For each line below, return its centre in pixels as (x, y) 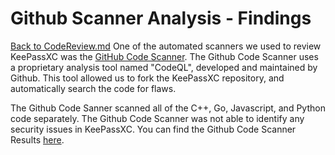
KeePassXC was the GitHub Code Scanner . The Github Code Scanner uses (164, 56)
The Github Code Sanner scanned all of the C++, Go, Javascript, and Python (168, 108)
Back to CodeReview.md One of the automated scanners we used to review (166, 46)
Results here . (37, 139)
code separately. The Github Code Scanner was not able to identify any (157, 118)
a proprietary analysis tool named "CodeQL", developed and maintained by (164, 67)
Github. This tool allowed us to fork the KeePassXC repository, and (147, 78)
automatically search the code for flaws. (93, 88)
